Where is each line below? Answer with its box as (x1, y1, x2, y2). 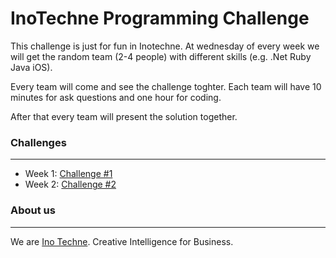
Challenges (10, 135, 67, 149)
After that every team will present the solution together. (10, 110, 238, 122)
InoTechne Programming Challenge (10, 7, 310, 30)
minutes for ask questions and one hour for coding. (10, 91, 222, 103)
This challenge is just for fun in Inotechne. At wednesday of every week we (10, 40, 320, 52)
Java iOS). (10, 61, 53, 73)
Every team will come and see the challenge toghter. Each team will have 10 (10, 80, 322, 92)
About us (10, 203, 56, 217)
